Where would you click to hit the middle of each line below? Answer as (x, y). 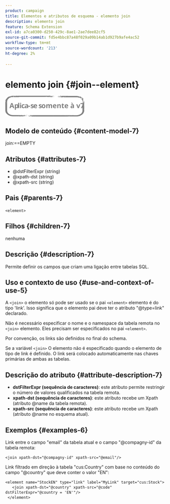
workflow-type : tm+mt (28, 43)
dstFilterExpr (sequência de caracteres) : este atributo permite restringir (89, 387)
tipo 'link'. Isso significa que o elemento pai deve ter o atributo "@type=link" (85, 308)
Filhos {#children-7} (38, 226)
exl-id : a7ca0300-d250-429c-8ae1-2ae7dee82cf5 (55, 32)
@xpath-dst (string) (33, 177)
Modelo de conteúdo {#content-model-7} (72, 131)
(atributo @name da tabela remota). (50, 404)
